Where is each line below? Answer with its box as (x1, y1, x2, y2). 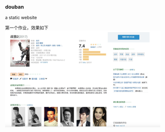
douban (5, 3, 24, 10)
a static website (5, 15, 37, 21)
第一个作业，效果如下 (5, 25, 48, 31)
